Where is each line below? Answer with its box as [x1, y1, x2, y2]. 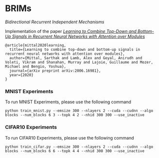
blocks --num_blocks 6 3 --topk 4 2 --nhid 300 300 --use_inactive [5, 112, 145, 118]
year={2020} [9, 72, 34, 78]
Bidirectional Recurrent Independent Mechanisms [5, 19, 105, 25]
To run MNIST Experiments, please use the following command [5, 99, 131, 105]
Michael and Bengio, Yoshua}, [5, 64, 67, 69]
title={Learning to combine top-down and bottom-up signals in [9, 47, 140, 52]
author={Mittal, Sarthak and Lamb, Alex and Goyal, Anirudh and [9, 55, 142, 61]
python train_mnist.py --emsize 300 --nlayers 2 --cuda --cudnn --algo [5, 109, 153, 113]
